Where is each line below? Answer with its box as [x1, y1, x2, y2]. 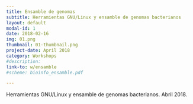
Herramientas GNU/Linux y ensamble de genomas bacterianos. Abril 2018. [6, 91, 188, 98]
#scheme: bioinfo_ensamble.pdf [6, 70, 83, 75]
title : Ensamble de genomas [6, 8, 76, 15]
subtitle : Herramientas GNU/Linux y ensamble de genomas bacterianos [6, 14, 182, 20]
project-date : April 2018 [6, 48, 70, 53]
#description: [6, 58, 41, 64]
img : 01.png [6, 36, 36, 42]
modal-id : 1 [6, 25, 36, 31]
